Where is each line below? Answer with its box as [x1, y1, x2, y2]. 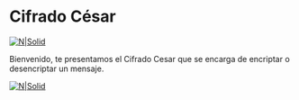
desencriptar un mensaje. [9, 63, 104, 74]
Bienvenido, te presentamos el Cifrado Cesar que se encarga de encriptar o [9, 53, 290, 64]
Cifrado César [9, 6, 116, 27]
